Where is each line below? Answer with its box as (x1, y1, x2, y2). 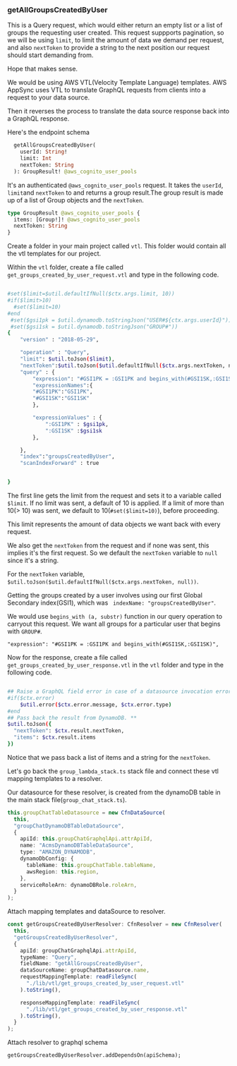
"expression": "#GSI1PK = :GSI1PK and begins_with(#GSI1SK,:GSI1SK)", (7, 641, 219, 648)
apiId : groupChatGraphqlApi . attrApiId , (20, 947, 138, 954)
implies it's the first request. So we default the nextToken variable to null (7, 549, 218, 557)
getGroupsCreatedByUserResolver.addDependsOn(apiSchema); (7, 1052, 181, 1059)
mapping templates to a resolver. (7, 774, 103, 782)
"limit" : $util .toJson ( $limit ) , (20, 356, 115, 363)
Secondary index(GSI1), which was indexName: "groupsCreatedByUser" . (7, 598, 217, 607)
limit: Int (20, 155, 52, 162)
